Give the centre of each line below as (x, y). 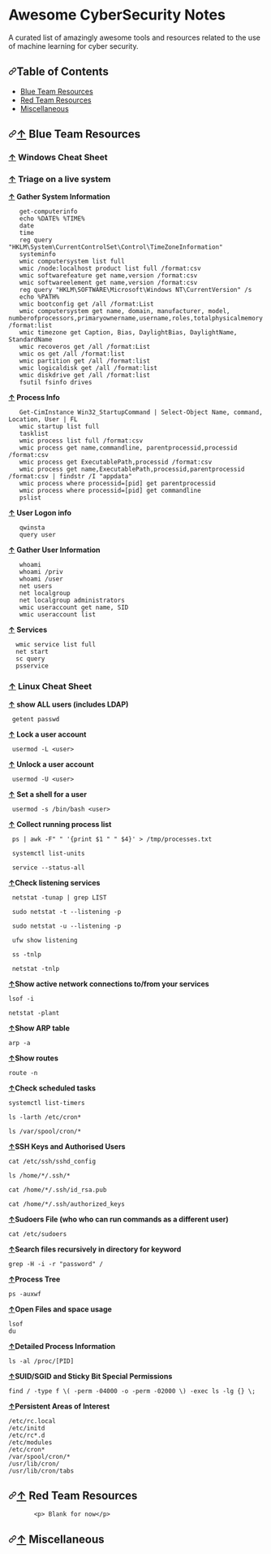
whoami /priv (41, 572)
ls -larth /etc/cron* (45, 1117)
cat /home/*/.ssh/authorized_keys (67, 1204)
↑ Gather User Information (54, 550)
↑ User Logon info (40, 513)
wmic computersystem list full (72, 262)
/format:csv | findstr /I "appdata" (70, 477)
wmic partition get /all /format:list (85, 361)
